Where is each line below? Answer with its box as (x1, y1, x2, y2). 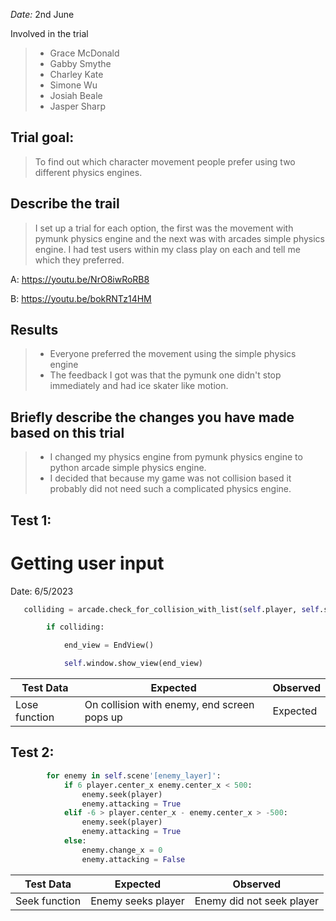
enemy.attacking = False (81, 854, 186, 864)
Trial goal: (10, 129, 75, 146)
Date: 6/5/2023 (10, 585, 74, 597)
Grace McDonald (49, 47, 120, 59)
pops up (84, 710, 123, 724)
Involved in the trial (10, 28, 89, 39)
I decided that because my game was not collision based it (49, 472, 292, 484)
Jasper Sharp (49, 100, 106, 112)
